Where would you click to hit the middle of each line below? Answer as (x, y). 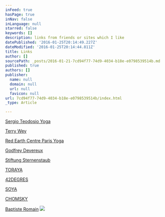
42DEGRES (17, 179)
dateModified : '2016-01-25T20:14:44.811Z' (50, 47)
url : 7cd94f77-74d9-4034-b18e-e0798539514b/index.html (64, 98)
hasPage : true (20, 14)
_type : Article (21, 103)
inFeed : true (19, 10)
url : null (20, 89)
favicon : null (24, 93)
